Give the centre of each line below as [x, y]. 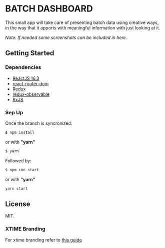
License [18, 204]
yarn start [16, 188]
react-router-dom [30, 83]
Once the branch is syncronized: [39, 123]
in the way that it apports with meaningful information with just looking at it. [83, 27]
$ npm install [20, 132]
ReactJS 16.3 [26, 78]
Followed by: [18, 161]
